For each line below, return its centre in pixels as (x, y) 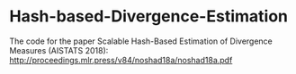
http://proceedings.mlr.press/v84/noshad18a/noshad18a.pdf (121, 60)
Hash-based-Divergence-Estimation (149, 16)
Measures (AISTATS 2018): (59, 50)
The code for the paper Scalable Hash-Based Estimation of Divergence (141, 41)
